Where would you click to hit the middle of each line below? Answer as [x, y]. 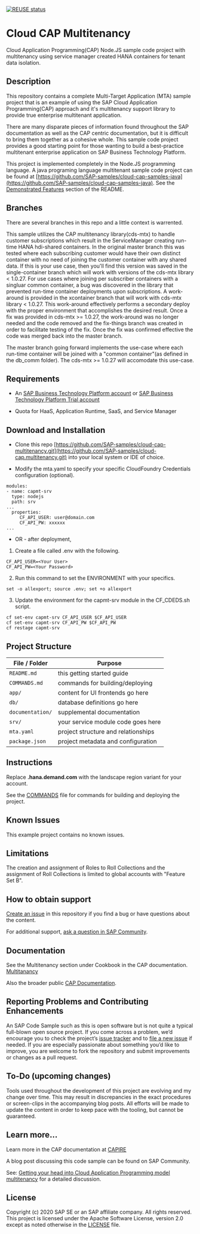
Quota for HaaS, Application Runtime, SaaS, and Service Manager [96, 411]
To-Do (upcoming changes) [59, 1076]
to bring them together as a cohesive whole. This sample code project [92, 139]
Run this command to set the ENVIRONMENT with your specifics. [95, 578]
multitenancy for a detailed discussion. [54, 1179]
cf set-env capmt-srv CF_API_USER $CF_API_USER [67, 618]
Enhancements [35, 1011]
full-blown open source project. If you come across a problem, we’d [90, 1032]
